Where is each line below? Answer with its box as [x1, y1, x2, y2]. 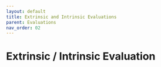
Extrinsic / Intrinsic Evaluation [6, 50, 156, 63]
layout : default [6, 8, 46, 15]
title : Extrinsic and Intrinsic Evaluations [6, 14, 117, 20]
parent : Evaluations [6, 19, 57, 25]
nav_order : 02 [6, 24, 41, 31]
